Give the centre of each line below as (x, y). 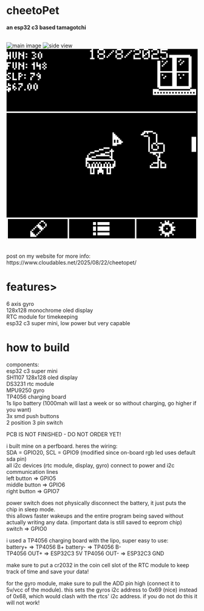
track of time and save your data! (48, 572)
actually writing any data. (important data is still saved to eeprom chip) (94, 522)
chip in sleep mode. (31, 509)
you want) (19, 410)
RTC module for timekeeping (42, 317)
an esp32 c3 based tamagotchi (46, 27)
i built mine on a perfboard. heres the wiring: (62, 446)
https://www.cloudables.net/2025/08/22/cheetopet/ (71, 262)
